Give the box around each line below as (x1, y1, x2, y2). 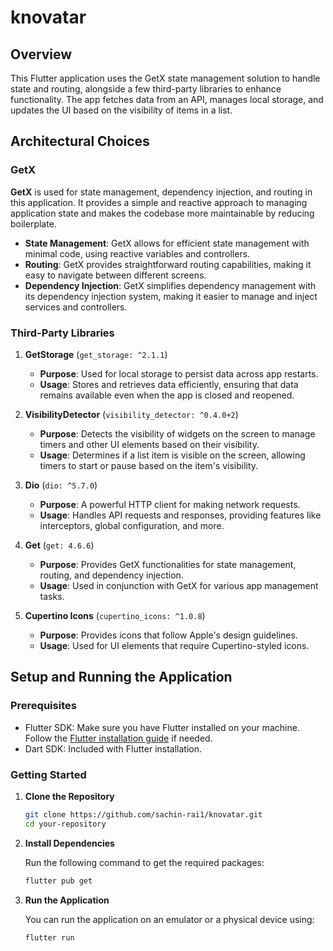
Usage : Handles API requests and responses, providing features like (39, 509, 322, 521)
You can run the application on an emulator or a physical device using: (24, 913, 315, 925)
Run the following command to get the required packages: (24, 856, 265, 868)
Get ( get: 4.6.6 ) (24, 539, 95, 551)
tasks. (39, 590, 65, 602)
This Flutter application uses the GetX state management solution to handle (10, 72, 321, 84)
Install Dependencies (24, 837, 115, 849)
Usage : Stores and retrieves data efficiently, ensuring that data (39, 378, 299, 390)
